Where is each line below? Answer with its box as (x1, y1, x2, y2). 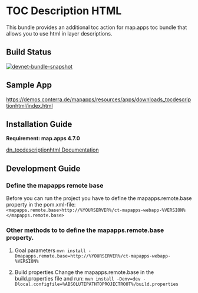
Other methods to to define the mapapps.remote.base (6, 226, 164, 234)
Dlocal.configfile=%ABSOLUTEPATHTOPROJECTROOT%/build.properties (14, 281, 179, 288)
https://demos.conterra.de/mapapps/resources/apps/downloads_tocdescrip (6, 96, 192, 103)
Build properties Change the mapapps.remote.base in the (14, 269, 154, 276)
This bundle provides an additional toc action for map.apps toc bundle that (6, 24, 187, 31)
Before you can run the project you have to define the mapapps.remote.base (6, 195, 192, 202)
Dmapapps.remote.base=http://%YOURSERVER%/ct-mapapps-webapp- (14, 253, 171, 259)
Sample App (6, 80, 52, 90)
